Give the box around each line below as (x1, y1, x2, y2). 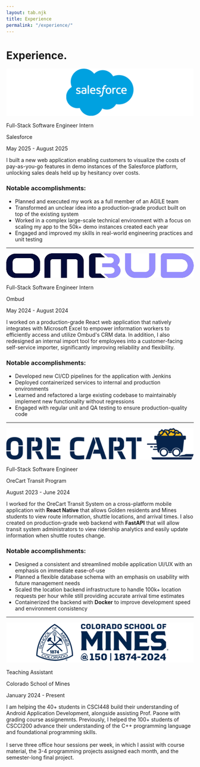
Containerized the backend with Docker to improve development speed (14, 598, 190, 605)
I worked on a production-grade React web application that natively (6, 319, 171, 326)
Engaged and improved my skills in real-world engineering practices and (14, 229, 193, 237)
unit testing (14, 235, 43, 243)
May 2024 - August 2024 (6, 307, 68, 314)
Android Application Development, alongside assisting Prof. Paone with (6, 709, 180, 716)
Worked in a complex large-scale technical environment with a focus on (14, 216, 191, 223)
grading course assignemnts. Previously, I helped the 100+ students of (6, 716, 180, 723)
